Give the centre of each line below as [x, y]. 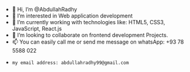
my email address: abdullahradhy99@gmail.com [70, 63]
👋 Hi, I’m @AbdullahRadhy [44, 9]
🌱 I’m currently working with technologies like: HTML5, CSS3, [88, 22]
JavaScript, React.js [37, 28]
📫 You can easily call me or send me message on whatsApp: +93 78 [98, 42]
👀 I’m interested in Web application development [72, 16]
